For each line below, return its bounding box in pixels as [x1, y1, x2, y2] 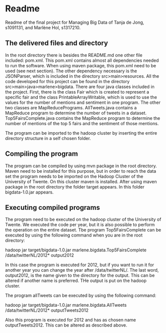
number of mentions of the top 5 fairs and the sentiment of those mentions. [5, 120, 159, 126]
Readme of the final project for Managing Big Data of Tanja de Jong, [5, 19, 145, 25]
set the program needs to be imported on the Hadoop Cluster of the [5, 173, 144, 179]
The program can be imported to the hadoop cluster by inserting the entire [5, 130, 158, 136]
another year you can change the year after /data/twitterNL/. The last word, [5, 267, 159, 273]
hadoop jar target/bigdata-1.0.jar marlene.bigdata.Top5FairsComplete [5, 247, 147, 253]
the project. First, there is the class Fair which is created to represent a [5, 89, 150, 95]
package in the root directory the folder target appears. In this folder [5, 184, 145, 190]
